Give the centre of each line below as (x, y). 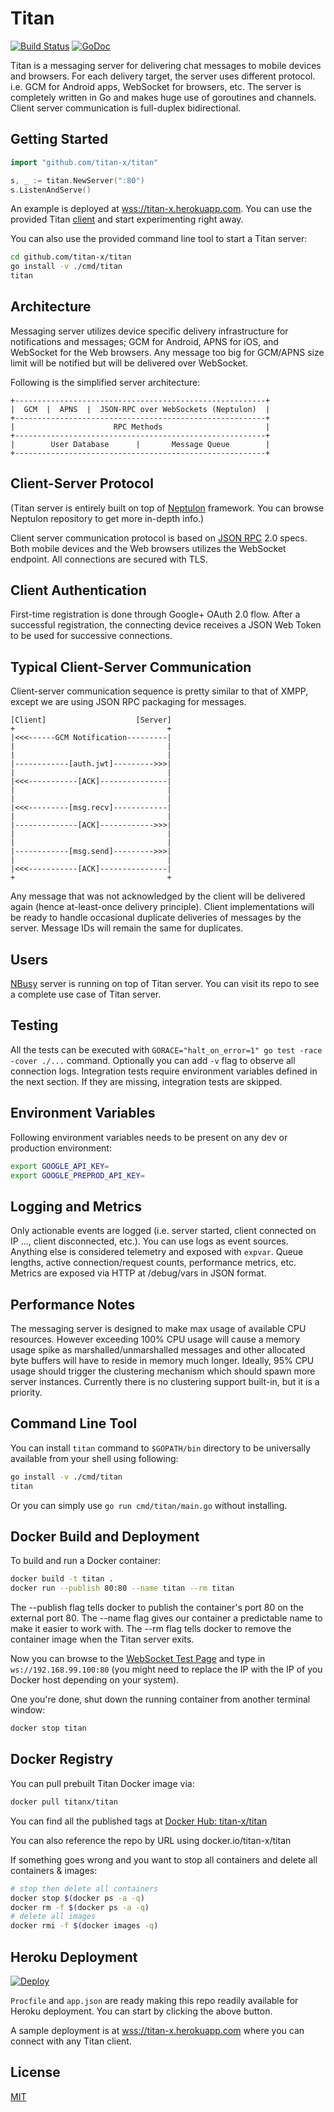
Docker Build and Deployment (105, 1537)
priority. (26, 1393)
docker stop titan (48, 1728)
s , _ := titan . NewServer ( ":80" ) (77, 180)
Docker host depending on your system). (95, 1680)
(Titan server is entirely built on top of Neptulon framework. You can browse (167, 508)
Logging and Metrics (76, 1206)
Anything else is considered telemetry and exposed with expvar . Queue (157, 1252)
